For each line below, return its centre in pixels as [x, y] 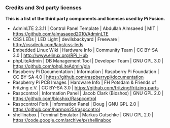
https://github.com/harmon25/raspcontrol [56, 109]
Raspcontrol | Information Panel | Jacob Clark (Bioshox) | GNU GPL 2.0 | [88, 93]
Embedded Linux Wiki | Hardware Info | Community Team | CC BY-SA [85, 50]
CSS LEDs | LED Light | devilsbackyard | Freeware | [66, 39]
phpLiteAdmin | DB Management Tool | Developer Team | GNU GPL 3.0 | [88, 61]
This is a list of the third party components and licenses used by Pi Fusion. [85, 19]
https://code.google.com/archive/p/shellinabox [62, 120]
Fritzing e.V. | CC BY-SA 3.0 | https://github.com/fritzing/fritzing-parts [86, 88]
